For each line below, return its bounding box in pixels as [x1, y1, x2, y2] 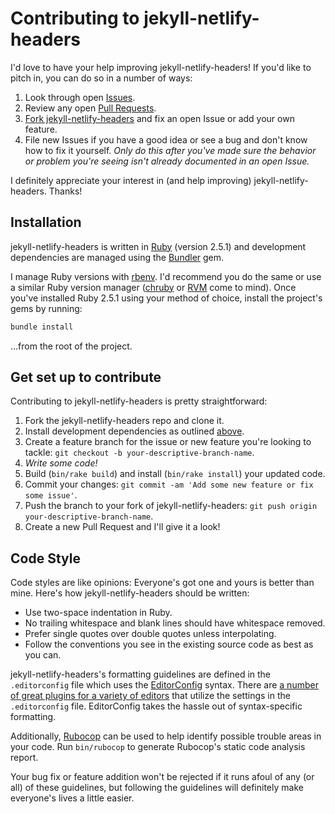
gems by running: [10, 302, 83, 314]
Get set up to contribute [10, 369, 162, 386]
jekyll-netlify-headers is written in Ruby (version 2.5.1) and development [10, 240, 307, 252]
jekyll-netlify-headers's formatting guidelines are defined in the [10, 668, 272, 681]
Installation [10, 214, 82, 231]
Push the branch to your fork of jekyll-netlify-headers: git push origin [24, 500, 318, 512]
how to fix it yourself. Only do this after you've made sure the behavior [24, 144, 317, 156]
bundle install [10, 322, 74, 332]
